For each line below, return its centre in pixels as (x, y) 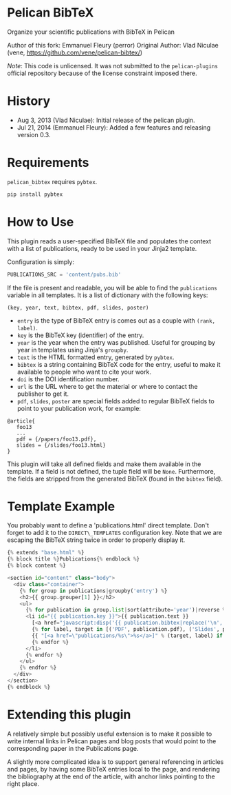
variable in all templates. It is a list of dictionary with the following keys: (108, 295)
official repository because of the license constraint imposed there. (102, 73)
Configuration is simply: (41, 262)
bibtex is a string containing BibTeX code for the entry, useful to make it (119, 364)
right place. (23, 783)
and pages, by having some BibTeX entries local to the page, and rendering (113, 769)
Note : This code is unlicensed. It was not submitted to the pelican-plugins (113, 66)
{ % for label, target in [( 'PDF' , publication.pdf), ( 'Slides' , (126, 630)
